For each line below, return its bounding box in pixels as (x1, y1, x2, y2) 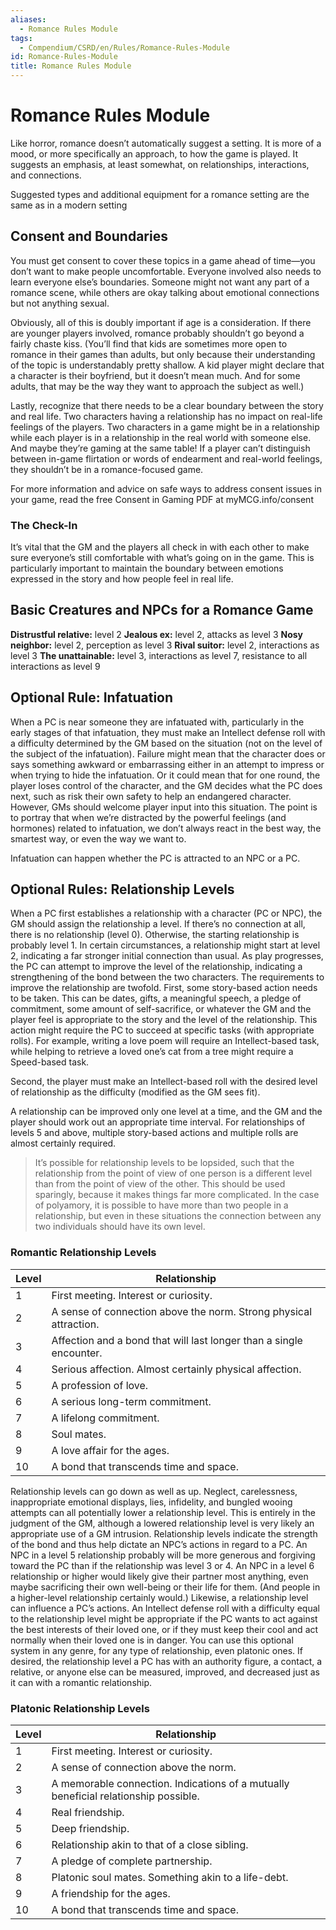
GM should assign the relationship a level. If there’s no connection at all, (10, 918, 306, 930)
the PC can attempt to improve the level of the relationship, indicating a (10, 961, 303, 973)
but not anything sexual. (10, 297, 110, 309)
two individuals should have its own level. (34, 1221, 206, 1233)
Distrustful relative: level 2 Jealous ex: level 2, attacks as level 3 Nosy (10, 628, 304, 640)
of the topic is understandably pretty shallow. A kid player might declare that (10, 359, 325, 371)
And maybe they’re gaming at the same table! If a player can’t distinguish (10, 442, 311, 454)
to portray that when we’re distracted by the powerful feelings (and (10, 811, 287, 823)
